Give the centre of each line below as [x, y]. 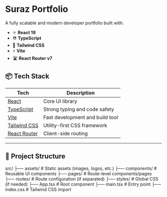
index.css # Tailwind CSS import [38, 189]
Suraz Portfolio [37, 9]
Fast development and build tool [81, 117]
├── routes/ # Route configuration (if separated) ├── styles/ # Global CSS [82, 179]
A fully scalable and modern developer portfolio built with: [65, 23]
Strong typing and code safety [79, 109]
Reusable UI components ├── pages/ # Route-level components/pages [79, 173]
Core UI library [60, 101]
